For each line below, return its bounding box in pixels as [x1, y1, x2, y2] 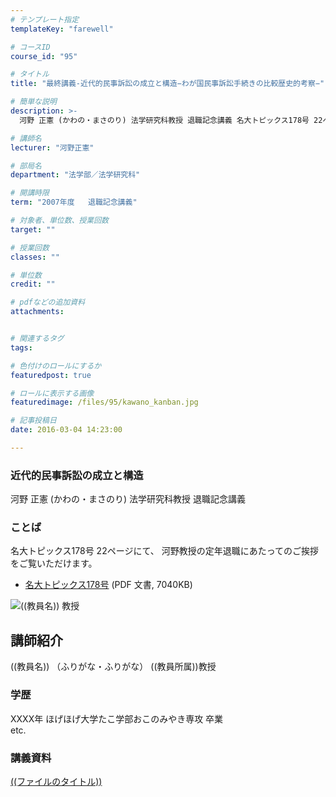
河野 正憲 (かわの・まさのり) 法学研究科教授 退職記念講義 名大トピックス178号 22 [19, 115, 323, 125]
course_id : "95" [10, 51, 78, 61]
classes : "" [10, 252, 60, 262]
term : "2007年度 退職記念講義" [10, 197, 138, 208]
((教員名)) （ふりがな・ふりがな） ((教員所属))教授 [10, 661, 217, 673]
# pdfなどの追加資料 [10, 297, 86, 308]
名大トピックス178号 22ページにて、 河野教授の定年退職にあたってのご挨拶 [10, 545, 319, 557]
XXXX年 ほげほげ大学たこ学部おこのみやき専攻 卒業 [10, 712, 224, 725]
